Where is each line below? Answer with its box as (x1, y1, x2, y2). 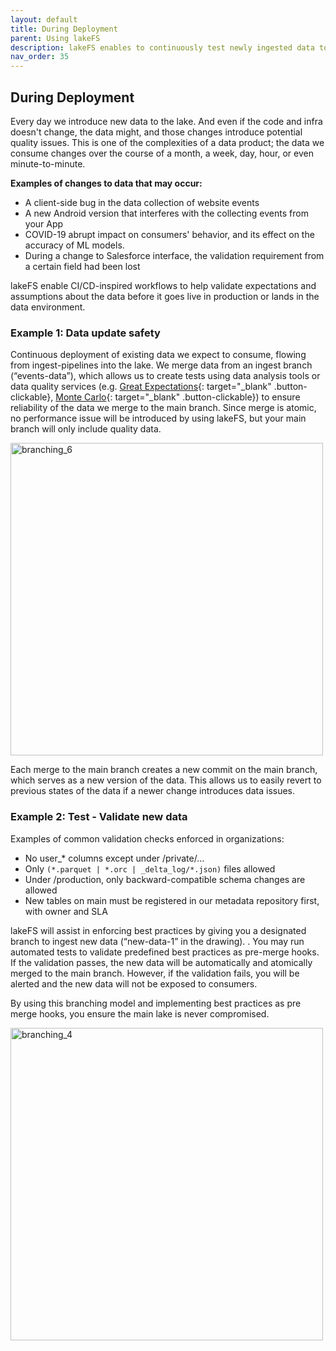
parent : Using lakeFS (10, 33, 101, 43)
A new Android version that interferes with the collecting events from (24, 207, 309, 219)
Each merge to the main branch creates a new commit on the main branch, (10, 764, 318, 776)
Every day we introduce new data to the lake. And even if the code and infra (10, 115, 323, 127)
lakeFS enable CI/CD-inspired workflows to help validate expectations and (10, 279, 317, 291)
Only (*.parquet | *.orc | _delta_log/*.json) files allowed (24, 862, 276, 875)
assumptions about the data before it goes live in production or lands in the (10, 290, 320, 302)
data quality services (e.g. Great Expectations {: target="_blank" (10, 381, 272, 393)
